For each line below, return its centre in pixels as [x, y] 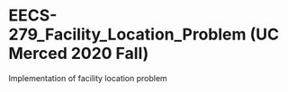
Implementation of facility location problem [88, 78]
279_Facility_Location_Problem [127, 34]
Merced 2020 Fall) [79, 54]
